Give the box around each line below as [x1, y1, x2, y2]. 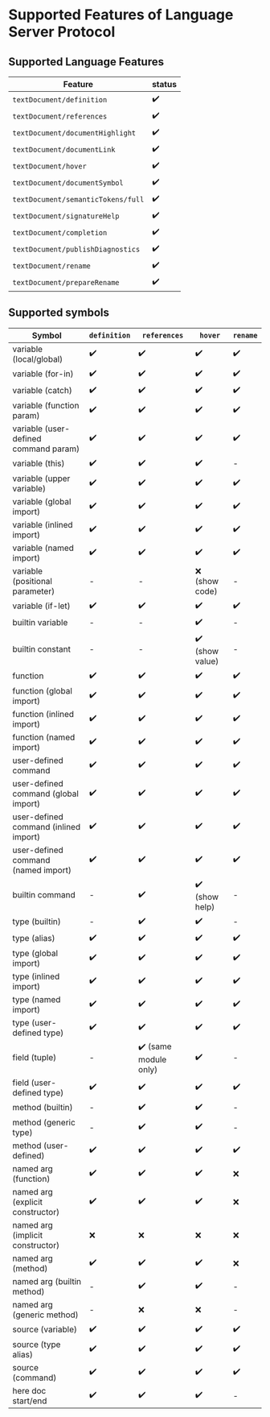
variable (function [12, 400, 80, 411]
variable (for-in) [12, 368, 74, 379]
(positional [12, 575, 52, 586]
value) [194, 655, 219, 666]
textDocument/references [12, 111, 108, 121]
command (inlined [12, 821, 81, 832]
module [137, 1054, 167, 1065]
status [151, 79, 177, 89]
